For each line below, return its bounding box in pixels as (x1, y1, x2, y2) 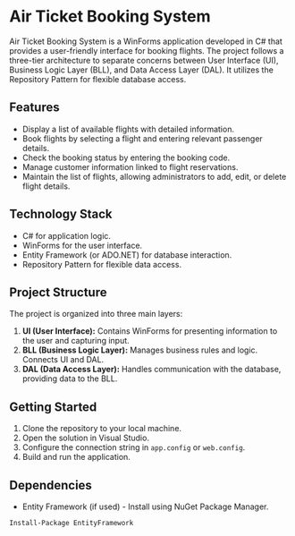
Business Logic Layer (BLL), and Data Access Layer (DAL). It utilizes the (9, 64, 274, 75)
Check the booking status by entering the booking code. (21, 152, 231, 163)
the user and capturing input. (21, 336, 130, 346)
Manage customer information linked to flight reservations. (21, 161, 239, 172)
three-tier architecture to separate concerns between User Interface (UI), (9, 55, 279, 65)
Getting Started (9, 399, 97, 414)
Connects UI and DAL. (21, 354, 105, 365)
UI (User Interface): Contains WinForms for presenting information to (21, 326, 278, 336)
